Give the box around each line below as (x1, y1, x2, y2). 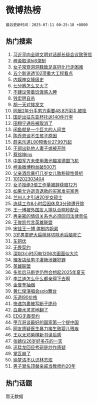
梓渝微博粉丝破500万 (12, 163, 56, 170)
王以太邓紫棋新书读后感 (12, 331, 61, 337)
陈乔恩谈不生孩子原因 (12, 132, 57, 138)
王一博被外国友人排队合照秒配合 (12, 206, 79, 212)
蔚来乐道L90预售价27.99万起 (12, 138, 72, 145)
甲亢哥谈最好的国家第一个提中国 (12, 319, 79, 325)
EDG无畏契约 (12, 313, 40, 319)
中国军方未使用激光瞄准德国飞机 (12, 157, 79, 163)
